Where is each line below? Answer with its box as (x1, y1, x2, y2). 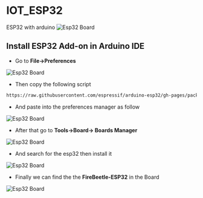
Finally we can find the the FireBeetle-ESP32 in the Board (14, 173, 159, 180)
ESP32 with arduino (6, 24, 56, 31)
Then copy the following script (14, 80, 92, 88)
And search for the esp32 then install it (14, 150, 112, 157)
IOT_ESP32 (6, 4, 63, 18)
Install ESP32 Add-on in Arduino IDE (6, 41, 145, 51)
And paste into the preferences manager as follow (14, 103, 140, 110)
